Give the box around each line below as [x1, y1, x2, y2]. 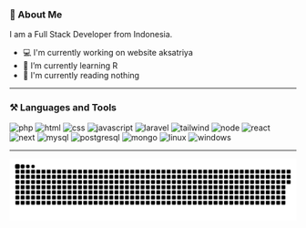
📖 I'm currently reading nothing [22, 70, 139, 81]
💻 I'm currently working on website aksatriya [22, 47, 193, 58]
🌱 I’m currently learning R [22, 60, 118, 71]
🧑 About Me [9, 8, 63, 21]
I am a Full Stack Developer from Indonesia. [9, 29, 173, 40]
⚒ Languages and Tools [9, 101, 117, 114]
